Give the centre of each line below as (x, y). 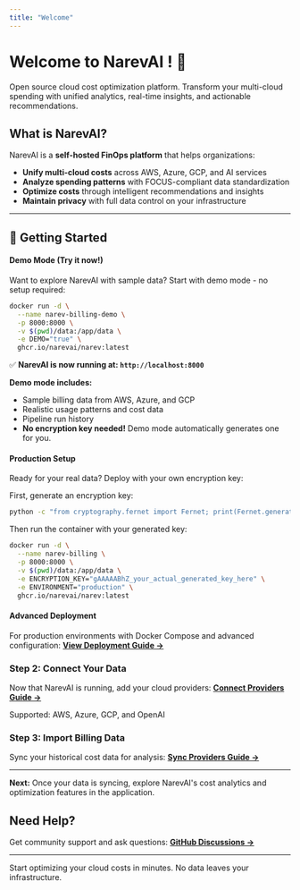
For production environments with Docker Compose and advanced (132, 635)
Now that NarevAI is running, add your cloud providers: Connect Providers (147, 687)
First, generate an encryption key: (71, 496)
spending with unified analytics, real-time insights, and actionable (130, 96)
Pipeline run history (58, 419)
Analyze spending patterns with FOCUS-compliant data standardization (156, 182)
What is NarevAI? (58, 134)
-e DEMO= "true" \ (50, 339)
